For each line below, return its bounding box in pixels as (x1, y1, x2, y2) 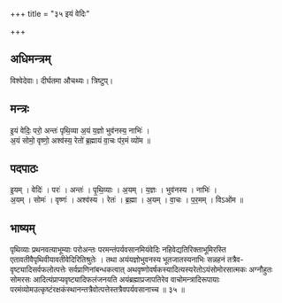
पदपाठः (10, 161, 39, 176)
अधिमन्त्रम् (10, 51, 51, 66)
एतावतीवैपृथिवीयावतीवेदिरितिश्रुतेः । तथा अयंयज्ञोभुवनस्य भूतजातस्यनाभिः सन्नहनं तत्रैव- (10, 254, 244, 265)
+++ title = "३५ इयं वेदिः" (10, 9, 90, 19)
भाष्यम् (10, 221, 35, 236)
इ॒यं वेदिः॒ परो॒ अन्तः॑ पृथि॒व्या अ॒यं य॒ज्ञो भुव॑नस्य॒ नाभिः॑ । (10, 125, 150, 136)
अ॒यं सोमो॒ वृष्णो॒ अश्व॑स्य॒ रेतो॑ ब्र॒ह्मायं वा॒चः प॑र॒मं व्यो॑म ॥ (10, 135, 151, 145)
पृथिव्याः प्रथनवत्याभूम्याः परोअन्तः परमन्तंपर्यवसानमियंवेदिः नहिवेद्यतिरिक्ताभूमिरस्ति (10, 245, 226, 255)
